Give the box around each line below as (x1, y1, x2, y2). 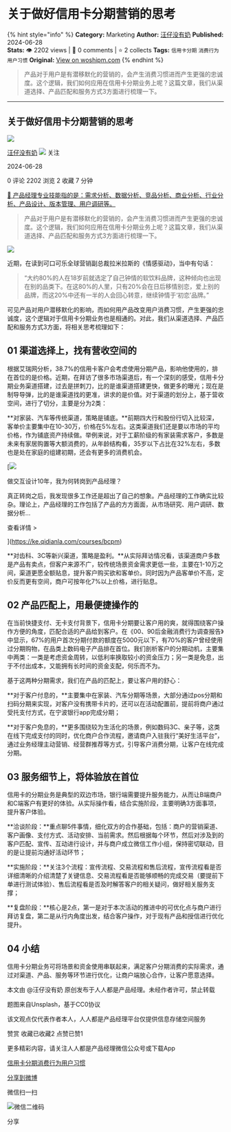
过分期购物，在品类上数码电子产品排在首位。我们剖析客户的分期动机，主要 (7, 645, 218, 653)
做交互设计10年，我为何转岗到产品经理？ (7, 477, 122, 485)
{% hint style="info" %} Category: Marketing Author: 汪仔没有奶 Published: (7, 30, 224, 39)
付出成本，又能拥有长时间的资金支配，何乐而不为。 (19, 662, 164, 670)
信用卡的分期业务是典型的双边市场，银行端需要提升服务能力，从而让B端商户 (7, 790, 222, 799)
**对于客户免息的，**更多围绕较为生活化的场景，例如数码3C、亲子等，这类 (7, 723, 220, 731)
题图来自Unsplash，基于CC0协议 (7, 1000, 101, 1008)
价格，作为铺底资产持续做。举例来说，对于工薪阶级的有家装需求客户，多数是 (7, 431, 224, 439)
